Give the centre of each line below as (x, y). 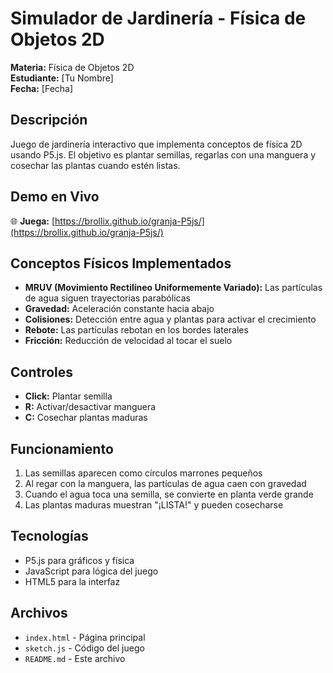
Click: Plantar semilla (68, 396)
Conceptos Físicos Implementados (121, 263)
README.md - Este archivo (75, 658)
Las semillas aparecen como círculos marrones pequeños (143, 473)
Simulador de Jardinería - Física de (158, 18)
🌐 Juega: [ (33, 221)
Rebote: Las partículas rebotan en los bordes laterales (136, 330)
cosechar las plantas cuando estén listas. (95, 165)
